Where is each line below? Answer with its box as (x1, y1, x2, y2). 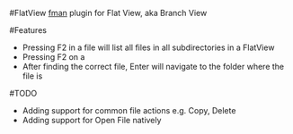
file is (22, 71, 43, 81)
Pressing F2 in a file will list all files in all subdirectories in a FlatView (22, 42, 275, 53)
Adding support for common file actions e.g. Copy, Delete (22, 105, 236, 115)
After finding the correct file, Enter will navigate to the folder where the (22, 62, 285, 71)
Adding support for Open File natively (22, 115, 162, 125)
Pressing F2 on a (22, 52, 85, 62)
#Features (9, 25, 48, 35)
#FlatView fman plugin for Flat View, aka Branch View (9, 8, 208, 18)
